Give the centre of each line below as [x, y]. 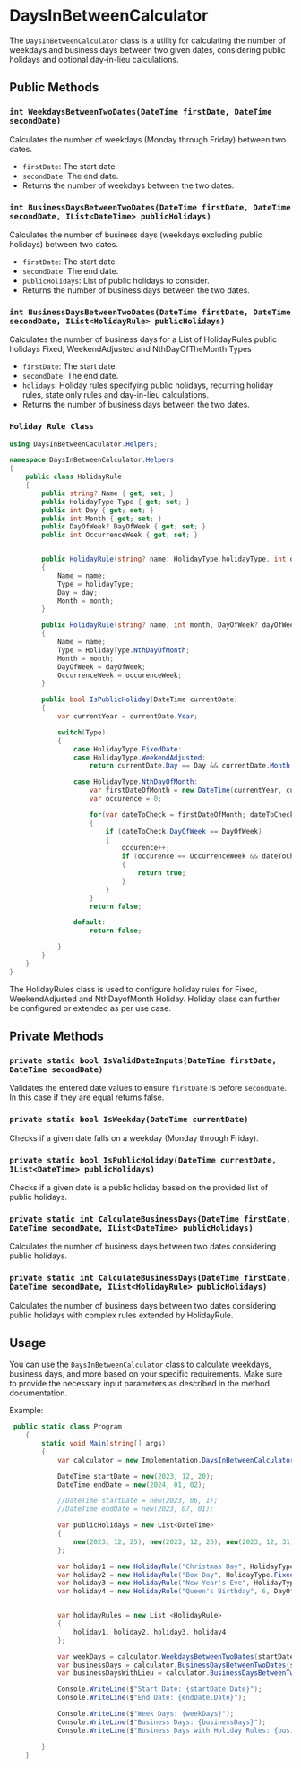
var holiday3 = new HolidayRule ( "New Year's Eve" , [154, 1583]
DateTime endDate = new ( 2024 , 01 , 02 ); [131, 1485]
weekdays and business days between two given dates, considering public [148, 49]
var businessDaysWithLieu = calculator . [133, 1673]
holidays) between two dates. [64, 244]
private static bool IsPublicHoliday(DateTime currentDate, [143, 1160]
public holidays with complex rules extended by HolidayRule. [121, 1315]
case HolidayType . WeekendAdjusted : [139, 758]
